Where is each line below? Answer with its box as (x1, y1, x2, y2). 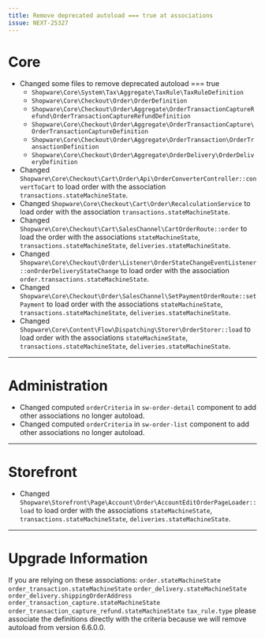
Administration (8, 377, 108, 395)
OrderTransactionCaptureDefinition (31, 128, 148, 136)
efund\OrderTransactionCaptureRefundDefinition (31, 112, 191, 121)
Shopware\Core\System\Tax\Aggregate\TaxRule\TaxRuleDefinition (31, 88, 244, 97)
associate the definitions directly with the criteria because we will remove (8, 614, 247, 624)
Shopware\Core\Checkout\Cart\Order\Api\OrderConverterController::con (19, 175, 257, 183)
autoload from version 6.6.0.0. (8, 623, 106, 632)
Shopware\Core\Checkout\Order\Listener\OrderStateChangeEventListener (19, 259, 257, 267)
